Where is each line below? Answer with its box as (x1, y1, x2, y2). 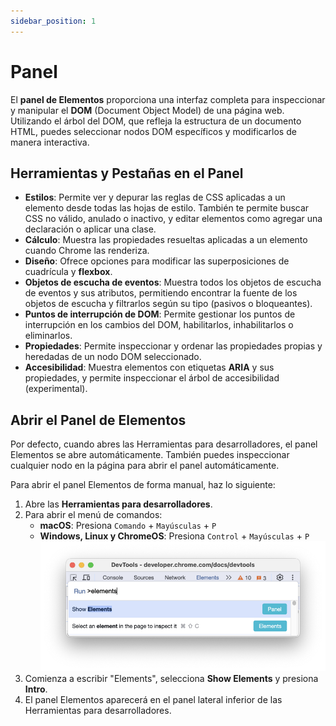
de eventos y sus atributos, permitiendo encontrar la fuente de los (24, 287, 298, 299)
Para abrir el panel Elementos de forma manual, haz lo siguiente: (10, 479, 276, 491)
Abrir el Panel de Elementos (10, 411, 187, 429)
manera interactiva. (10, 136, 90, 148)
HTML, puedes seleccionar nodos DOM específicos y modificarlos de (10, 125, 297, 137)
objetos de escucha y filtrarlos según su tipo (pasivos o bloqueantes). (24, 298, 313, 310)
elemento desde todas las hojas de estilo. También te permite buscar (24, 202, 310, 214)
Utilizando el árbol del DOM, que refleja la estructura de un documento (10, 115, 302, 127)
